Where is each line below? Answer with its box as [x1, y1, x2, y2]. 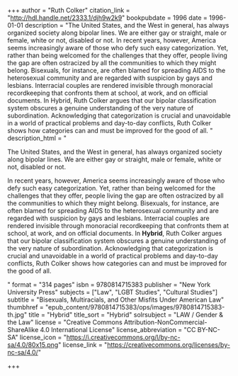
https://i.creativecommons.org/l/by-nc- [66, 333, 181, 341]
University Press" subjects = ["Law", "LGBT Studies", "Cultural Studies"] [7, 288, 218, 296]
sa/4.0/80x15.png [7, 341, 59, 349]
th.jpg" [7, 311, 27, 319]
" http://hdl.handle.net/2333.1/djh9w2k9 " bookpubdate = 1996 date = [7, 13, 208, 22]
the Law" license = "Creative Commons [7, 318, 123, 326]
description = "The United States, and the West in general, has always [24, 21, 229, 29]
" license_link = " [57, 341, 108, 349]
